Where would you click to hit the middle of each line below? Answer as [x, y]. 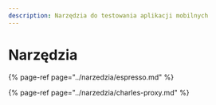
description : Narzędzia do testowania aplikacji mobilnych [108, 16]
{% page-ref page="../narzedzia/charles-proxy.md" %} [99, 92]
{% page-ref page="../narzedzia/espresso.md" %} [91, 77]
